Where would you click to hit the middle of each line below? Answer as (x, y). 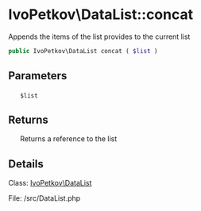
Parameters (38, 76)
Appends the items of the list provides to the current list (99, 36)
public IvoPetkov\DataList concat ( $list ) (83, 51)
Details (26, 164)
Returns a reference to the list (68, 139)
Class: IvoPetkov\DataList (50, 183)
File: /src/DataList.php (44, 198)
